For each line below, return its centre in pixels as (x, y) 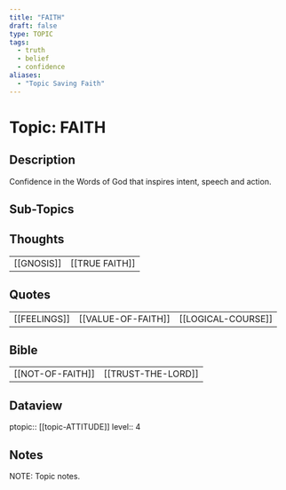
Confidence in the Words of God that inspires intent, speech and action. (140, 181)
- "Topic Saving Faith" (61, 83)
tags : (19, 42)
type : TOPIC (31, 34)
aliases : (25, 75)
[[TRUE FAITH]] (103, 263)
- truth (32, 51)
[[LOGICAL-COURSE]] (226, 319)
